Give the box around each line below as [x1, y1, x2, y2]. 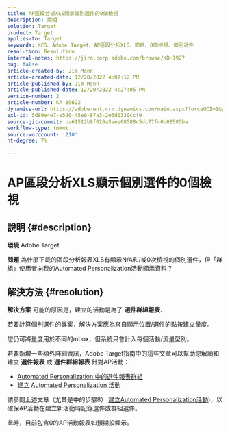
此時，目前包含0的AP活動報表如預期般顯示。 [7, 419, 133, 427]
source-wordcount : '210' [7, 131, 78, 138]
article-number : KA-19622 [7, 99, 81, 106]
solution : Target [7, 23, 57, 29]
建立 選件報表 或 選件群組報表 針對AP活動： [7, 358, 130, 366]
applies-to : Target [7, 36, 63, 42]
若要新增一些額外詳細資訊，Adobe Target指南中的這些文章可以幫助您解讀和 [7, 349, 220, 357]
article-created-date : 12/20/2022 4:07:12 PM [7, 73, 139, 81]
